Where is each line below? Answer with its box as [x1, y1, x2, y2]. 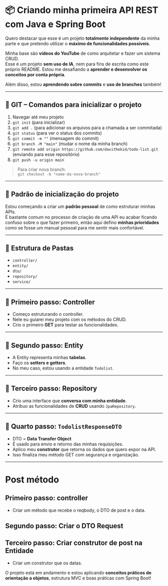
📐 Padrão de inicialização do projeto [5, 190, 119, 199]
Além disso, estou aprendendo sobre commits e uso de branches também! [5, 81, 161, 87]
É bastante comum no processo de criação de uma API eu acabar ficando [5, 214, 157, 220]
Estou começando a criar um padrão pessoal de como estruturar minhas [5, 203, 155, 209]
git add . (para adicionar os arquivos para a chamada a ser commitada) [12, 125, 162, 131]
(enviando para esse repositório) [12, 151, 80, 157]
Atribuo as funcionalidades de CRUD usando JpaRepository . [12, 403, 136, 409]
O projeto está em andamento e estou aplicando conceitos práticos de [5, 569, 151, 575]
